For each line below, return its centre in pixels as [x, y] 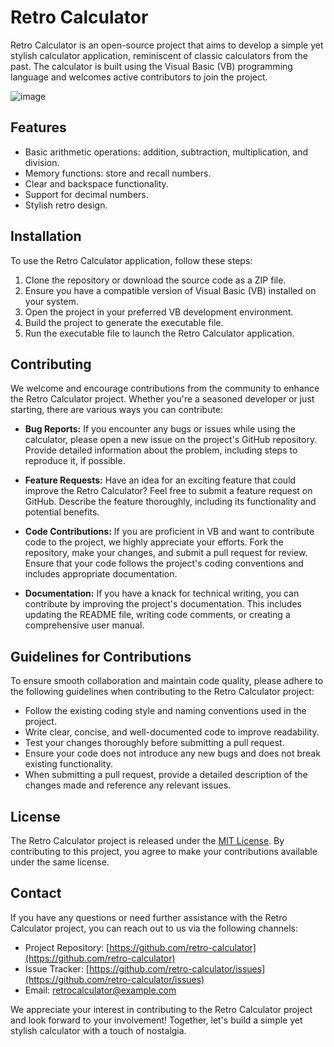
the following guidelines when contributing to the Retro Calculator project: [162, 692]
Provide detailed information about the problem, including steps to [161, 450]
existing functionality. [68, 764]
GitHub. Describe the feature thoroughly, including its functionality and [170, 502]
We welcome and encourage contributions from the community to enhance [165, 388]
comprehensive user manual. [84, 625]
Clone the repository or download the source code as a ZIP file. [155, 280]
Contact [36, 893]
